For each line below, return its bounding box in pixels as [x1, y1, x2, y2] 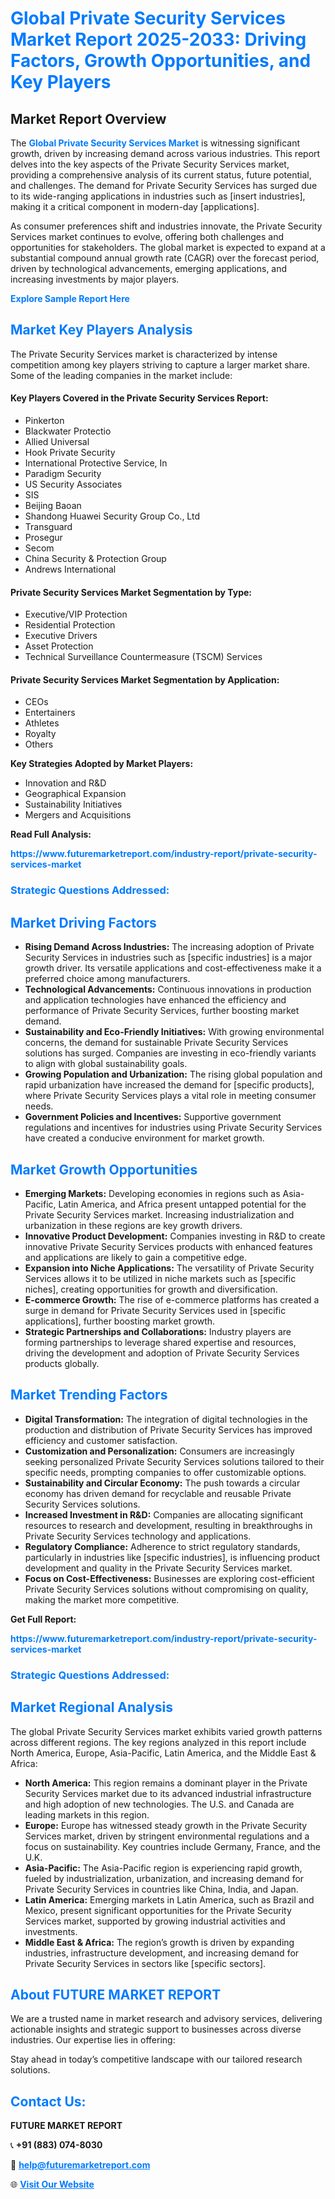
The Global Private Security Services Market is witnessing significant [10, 137, 301, 149]
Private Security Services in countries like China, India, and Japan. [24, 1883, 299, 1895]
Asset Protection [24, 640, 94, 652]
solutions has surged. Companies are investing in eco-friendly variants [24, 1047, 317, 1059]
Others [24, 738, 54, 751]
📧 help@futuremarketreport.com [10, 2159, 151, 2171]
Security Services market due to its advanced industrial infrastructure [24, 1787, 312, 1799]
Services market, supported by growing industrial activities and [24, 1915, 286, 1927]
